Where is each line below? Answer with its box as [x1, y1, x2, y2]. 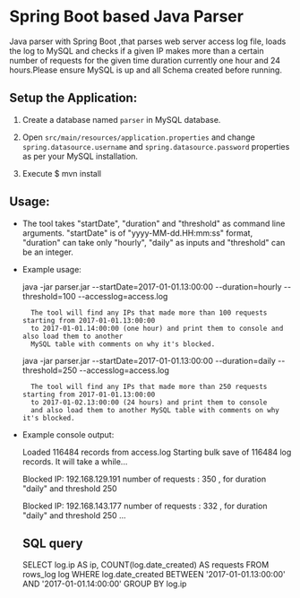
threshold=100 [21, 290, 76, 301]
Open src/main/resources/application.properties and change [21, 132, 255, 143]
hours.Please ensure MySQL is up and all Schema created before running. [9, 65, 282, 75]
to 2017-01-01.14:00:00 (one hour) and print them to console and [30, 324, 284, 333]
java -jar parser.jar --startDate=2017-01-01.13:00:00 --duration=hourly [21, 281, 282, 292]
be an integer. [21, 247, 73, 257]
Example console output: [21, 429, 115, 440]
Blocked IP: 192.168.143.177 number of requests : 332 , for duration [21, 500, 268, 511]
